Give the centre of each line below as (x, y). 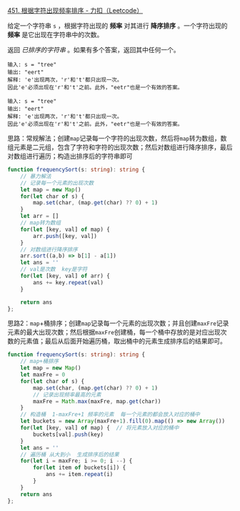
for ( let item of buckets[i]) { (80, 468)
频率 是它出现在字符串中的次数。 (55, 35)
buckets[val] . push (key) (68, 435)
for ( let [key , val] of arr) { (65, 276)
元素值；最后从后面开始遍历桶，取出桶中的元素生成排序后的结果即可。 (123, 341)
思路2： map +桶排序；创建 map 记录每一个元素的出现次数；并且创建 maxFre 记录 (118, 323)
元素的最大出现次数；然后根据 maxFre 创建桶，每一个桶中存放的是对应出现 (114, 332)
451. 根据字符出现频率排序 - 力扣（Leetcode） (75, 10)
